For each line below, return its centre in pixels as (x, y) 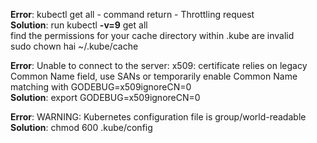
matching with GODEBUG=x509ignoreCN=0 (101, 87)
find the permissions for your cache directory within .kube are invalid (152, 35)
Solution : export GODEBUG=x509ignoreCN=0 (105, 97)
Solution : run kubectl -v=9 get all (79, 25)
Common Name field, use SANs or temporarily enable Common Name (154, 76)
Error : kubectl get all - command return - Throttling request (132, 14)
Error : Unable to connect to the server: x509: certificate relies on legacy (159, 65)
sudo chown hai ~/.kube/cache (74, 46)
